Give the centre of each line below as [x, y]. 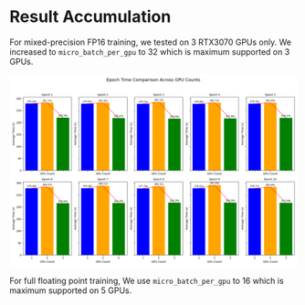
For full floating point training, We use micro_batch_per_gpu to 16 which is [147, 280]
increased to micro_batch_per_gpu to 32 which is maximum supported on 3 [150, 51]
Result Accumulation [90, 17]
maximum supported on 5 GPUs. [71, 290]
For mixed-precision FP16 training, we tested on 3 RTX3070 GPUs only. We [151, 42]
